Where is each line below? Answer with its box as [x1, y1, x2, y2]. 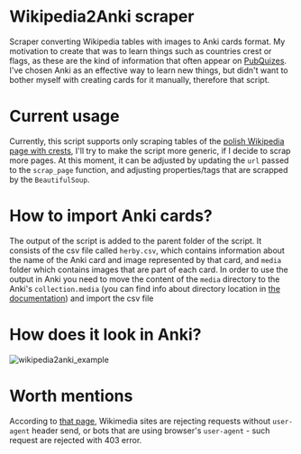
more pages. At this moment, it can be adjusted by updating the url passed [9, 155, 289, 166]
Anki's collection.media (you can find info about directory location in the [9, 283, 281, 294]
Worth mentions [9, 386, 133, 406]
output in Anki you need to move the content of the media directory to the [9, 273, 280, 285]
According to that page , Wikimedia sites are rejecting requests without [9, 415, 271, 426]
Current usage [9, 106, 120, 127]
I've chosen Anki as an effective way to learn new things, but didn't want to [9, 65, 288, 76]
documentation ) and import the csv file [9, 293, 154, 304]
